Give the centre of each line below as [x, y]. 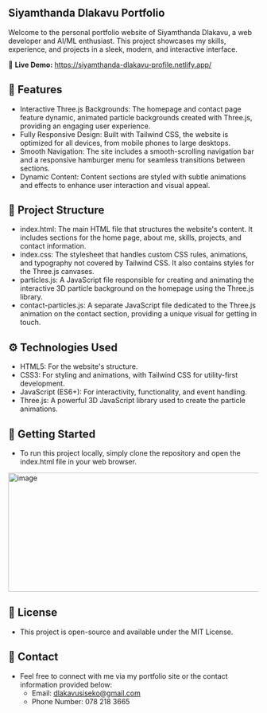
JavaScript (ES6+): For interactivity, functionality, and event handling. [133, 392]
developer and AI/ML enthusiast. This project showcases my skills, [117, 41]
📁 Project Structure [56, 210]
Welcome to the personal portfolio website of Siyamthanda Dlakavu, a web [130, 32]
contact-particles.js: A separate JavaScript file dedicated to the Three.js [138, 305]
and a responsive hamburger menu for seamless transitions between [132, 159]
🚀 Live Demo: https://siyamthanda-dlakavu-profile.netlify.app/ [110, 65]
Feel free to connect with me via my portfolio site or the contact [124, 676]
